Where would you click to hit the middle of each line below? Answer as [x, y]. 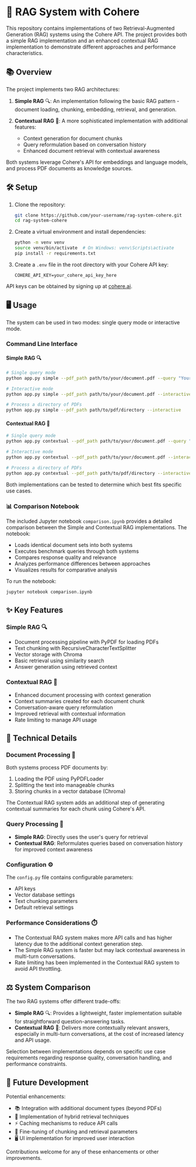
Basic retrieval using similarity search [59, 660]
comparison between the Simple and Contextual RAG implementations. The [97, 527]
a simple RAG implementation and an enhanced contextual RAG [82, 40]
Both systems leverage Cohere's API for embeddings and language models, [97, 162]
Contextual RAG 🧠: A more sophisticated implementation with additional [101, 121]
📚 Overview [29, 72]
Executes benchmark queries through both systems [76, 551]
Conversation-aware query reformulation [64, 707]
